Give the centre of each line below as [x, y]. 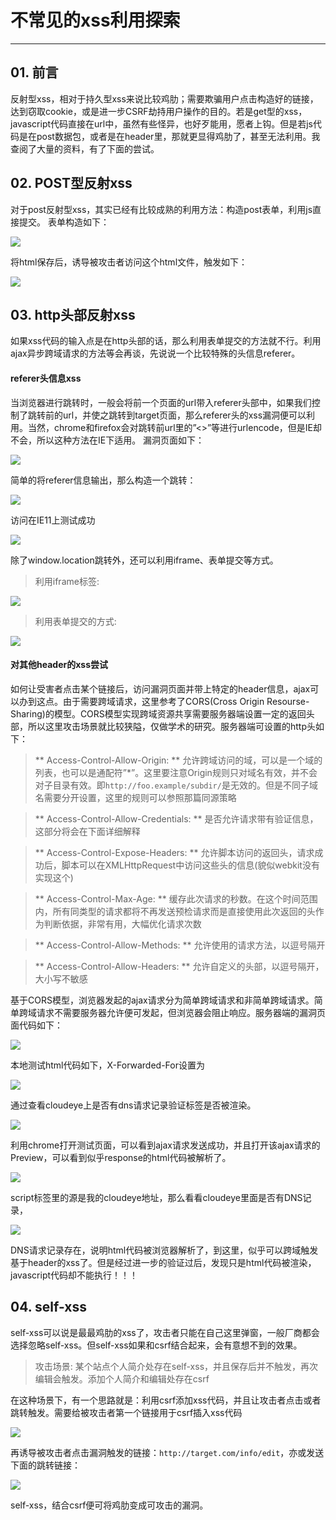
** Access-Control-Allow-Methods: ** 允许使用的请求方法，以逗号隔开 [180, 945]
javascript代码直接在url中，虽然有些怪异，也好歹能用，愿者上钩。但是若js [161, 123]
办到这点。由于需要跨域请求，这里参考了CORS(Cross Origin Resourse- [164, 701]
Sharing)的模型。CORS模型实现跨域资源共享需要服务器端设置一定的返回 [158, 713]
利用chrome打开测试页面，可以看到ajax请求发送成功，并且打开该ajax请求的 [165, 1145]
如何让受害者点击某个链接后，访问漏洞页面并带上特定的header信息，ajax [160, 688]
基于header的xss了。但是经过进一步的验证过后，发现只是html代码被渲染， [163, 1262]
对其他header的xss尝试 [59, 665]
